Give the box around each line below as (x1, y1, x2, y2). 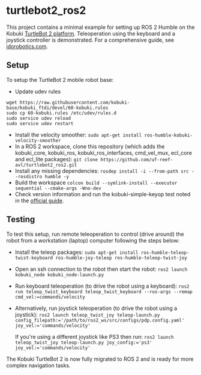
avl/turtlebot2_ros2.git (14, 162, 77, 168)
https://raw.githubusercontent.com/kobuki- (19, 99, 130, 105)
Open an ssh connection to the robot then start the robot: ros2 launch (14, 265, 188, 273)
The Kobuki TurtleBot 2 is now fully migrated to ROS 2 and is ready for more (6, 355, 194, 362)
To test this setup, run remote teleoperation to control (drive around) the (6, 230, 184, 238)
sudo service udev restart (6, 120, 74, 126)
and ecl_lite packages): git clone (14, 155, 98, 163)
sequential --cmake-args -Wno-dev (14, 185, 101, 191)
